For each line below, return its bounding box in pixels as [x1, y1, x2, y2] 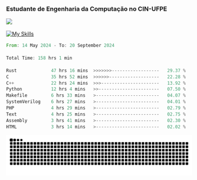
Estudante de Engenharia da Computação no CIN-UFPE [6, 5, 168, 13]
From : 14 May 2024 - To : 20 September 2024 [6, 43, 115, 49]
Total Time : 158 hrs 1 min [6, 55, 73, 61]
